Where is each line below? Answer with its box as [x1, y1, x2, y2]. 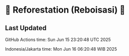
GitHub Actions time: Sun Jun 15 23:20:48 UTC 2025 [5, 37, 111, 42]
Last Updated [5, 24, 47, 32]
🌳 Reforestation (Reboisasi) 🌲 [5, 4, 126, 16]
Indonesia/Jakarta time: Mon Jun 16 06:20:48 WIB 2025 [5, 46, 117, 52]
